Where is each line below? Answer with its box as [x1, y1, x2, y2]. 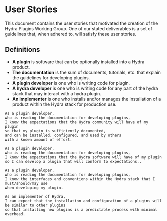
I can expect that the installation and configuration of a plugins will [5, 198, 162, 203]
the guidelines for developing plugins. [12, 74, 90, 81]
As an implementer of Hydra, [5, 194, 66, 199]
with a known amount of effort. [5, 137, 72, 142]
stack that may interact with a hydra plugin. [12, 90, 101, 96]
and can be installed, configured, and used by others [5, 133, 122, 138]
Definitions [5, 45, 40, 54]
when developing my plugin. [5, 185, 64, 190]
